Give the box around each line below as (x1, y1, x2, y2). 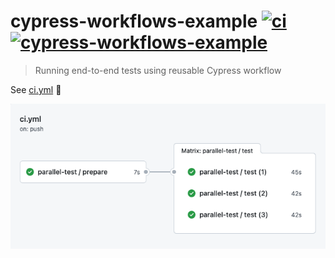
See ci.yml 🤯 (10, 83, 62, 95)
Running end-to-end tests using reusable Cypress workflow (34, 64, 282, 76)
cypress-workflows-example (10, 10, 258, 33)
